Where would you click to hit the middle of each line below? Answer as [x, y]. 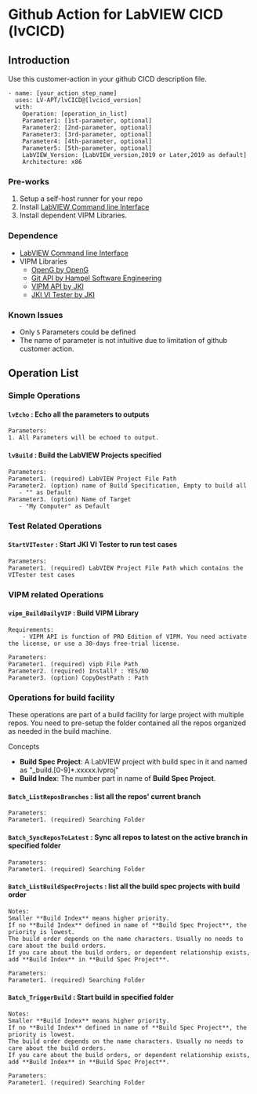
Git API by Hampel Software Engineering [96, 278]
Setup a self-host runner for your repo [81, 199]
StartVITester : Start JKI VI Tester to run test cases [93, 545]
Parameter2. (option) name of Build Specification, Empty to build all [127, 485]
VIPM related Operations [56, 594]
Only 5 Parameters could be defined [78, 332]
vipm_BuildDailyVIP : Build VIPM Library [74, 613]
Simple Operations [44, 396]
